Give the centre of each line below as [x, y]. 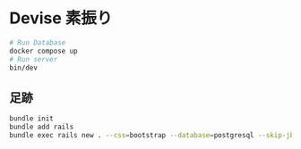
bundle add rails [42, 127]
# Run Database [38, 42]
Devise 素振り [61, 18]
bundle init [31, 119]
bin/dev [24, 68]
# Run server [34, 59]
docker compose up [43, 51]
